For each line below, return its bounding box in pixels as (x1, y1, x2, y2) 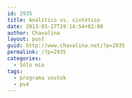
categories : (7, 55, 41, 62)
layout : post (7, 36, 45, 43)
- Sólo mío (13, 61, 45, 68)
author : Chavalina (7, 29, 60, 37)
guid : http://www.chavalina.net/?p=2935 (7, 42, 126, 49)
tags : (7, 68, 23, 75)
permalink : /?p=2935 (7, 49, 67, 56)
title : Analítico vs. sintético (7, 17, 100, 23)
